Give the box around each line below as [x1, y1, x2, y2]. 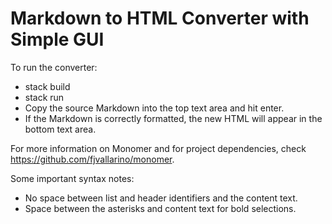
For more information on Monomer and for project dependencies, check [10, 142, 307, 154]
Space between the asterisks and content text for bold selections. [24, 202, 297, 214]
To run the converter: [10, 61, 98, 73]
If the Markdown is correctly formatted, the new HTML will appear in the [24, 112, 323, 124]
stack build [24, 80, 71, 92]
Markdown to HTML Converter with [10, 7, 310, 30]
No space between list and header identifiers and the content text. [24, 192, 298, 204]
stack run [24, 91, 65, 103]
